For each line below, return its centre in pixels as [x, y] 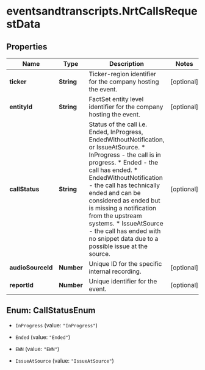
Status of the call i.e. [118, 124]
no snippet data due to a [124, 239]
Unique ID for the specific [125, 264]
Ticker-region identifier [123, 74]
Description [127, 64]
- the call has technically [124, 185]
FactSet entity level [116, 99]
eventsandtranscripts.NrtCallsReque [102, 11]
